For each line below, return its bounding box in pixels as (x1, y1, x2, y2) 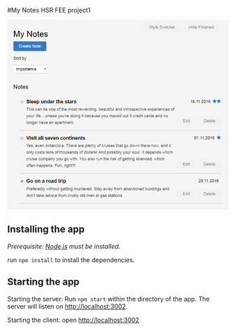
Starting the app (7, 276, 80, 288)
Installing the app (7, 224, 86, 236)
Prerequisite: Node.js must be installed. (7, 242, 121, 250)
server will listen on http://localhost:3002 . (7, 302, 128, 311)
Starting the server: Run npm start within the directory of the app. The (7, 295, 210, 303)
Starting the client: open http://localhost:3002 (7, 316, 140, 324)
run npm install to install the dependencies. (7, 255, 135, 264)
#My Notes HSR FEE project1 (7, 6, 91, 14)
